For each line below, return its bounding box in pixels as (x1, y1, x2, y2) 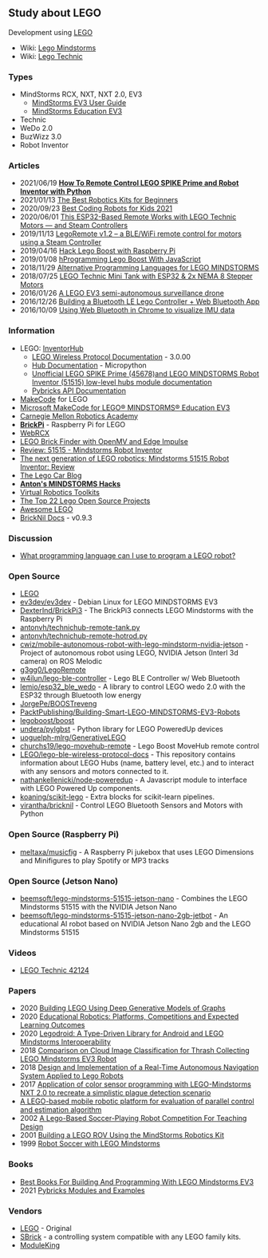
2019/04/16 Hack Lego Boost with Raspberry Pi (19, 246, 175, 256)
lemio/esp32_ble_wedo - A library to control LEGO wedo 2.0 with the (19, 682, 246, 692)
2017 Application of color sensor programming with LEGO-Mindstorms (19, 1079, 251, 1089)
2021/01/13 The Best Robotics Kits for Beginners (19, 195, 179, 205)
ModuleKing (19, 1240, 61, 1250)
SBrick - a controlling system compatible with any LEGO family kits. (19, 1232, 242, 1242)
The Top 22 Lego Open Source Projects (19, 496, 151, 505)
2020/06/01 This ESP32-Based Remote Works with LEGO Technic (19, 212, 237, 222)
